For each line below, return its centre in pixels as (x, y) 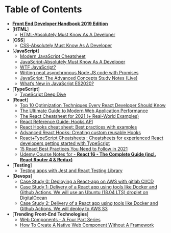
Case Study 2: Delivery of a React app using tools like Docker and (89, 203)
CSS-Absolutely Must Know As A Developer (66, 45)
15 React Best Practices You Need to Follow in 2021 (74, 149)
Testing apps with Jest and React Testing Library (71, 171)
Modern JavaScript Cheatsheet (53, 56)
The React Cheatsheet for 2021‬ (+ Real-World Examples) (79, 116)
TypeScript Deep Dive (43, 94)
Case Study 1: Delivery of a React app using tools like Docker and (88, 187)
